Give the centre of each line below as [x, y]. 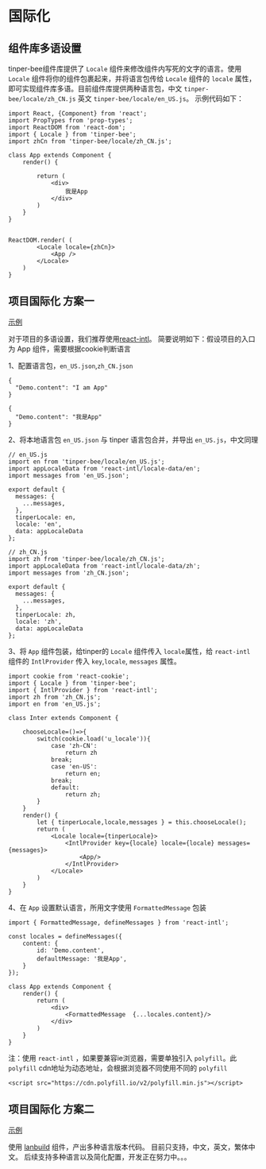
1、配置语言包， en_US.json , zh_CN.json [71, 366]
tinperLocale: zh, [46, 614]
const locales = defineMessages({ [66, 936]
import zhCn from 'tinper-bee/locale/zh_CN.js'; [90, 141]
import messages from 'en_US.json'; [69, 475]
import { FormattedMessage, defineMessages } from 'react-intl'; [118, 923]
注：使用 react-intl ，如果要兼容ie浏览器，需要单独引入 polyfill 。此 [123, 1058]
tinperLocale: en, [46, 517]
